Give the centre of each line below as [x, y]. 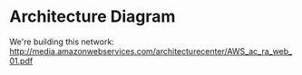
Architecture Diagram [93, 17]
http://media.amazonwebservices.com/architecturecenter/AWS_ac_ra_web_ [151, 51]
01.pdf [21, 61]
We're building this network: [62, 42]
